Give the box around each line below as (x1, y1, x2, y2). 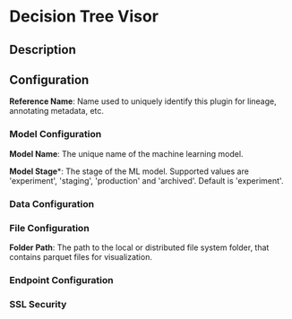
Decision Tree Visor (9, 6, 159, 27)
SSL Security (9, 297, 67, 310)
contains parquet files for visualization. (9, 251, 152, 262)
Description (9, 42, 76, 57)
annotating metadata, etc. (9, 106, 105, 116)
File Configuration (9, 221, 90, 234)
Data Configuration (9, 197, 95, 210)
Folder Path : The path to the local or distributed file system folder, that (9, 242, 270, 253)
